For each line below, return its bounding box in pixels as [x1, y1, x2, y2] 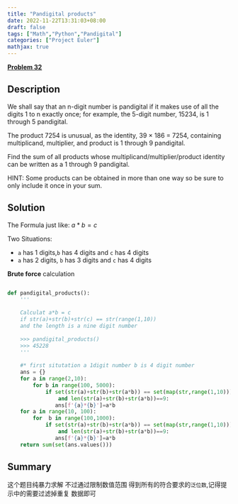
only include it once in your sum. [7, 181, 103, 190]
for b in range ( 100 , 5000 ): [33, 381, 115, 389]
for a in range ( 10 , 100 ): [20, 408, 97, 415]
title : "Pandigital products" [7, 10, 97, 18]
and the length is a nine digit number [20, 322, 138, 329]
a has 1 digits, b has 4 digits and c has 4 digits [17, 248, 149, 256]
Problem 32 [7, 63, 42, 71]
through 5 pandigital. [7, 117, 69, 126]
